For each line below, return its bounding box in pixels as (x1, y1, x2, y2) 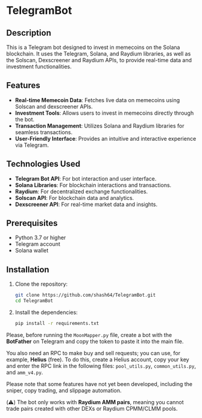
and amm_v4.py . (6, 368, 43, 376)
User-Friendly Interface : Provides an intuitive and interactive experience (14, 135, 197, 142)
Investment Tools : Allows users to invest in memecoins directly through (14, 109, 194, 117)
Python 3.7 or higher (14, 234, 66, 242)
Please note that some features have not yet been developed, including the (6, 380, 193, 387)
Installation (6, 264, 49, 275)
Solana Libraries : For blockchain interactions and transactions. (14, 181, 172, 188)
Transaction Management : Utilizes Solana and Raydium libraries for (14, 122, 185, 129)
